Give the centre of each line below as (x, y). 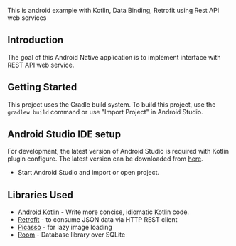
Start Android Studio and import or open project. (88, 173)
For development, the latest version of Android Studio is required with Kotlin (118, 151)
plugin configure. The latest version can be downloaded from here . (106, 159)
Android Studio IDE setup (64, 134)
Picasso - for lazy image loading (65, 228)
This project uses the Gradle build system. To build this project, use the (112, 104)
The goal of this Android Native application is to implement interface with (114, 57)
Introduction (36, 40)
